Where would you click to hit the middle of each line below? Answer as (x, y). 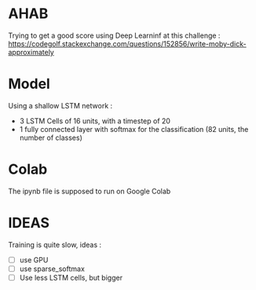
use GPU (34, 259)
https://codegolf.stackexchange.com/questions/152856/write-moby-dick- (127, 43)
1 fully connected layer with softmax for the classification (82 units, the (134, 129)
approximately (31, 52)
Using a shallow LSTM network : (60, 105)
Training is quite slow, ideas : (55, 244)
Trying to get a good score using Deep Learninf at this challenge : (114, 35)
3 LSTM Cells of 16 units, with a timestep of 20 (95, 121)
